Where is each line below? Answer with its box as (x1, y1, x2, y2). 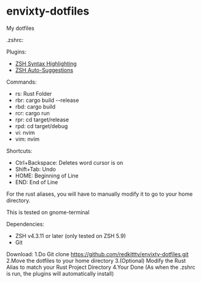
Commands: (6, 78, 37, 85)
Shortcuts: (6, 147, 32, 154)
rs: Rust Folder (15, 90, 52, 97)
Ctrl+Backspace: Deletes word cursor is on (15, 159, 124, 166)
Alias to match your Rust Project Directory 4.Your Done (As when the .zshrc (6, 263, 196, 271)
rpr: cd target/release (15, 116, 69, 123)
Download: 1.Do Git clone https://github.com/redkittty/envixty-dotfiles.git (6, 250, 189, 257)
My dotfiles (6, 24, 35, 32)
